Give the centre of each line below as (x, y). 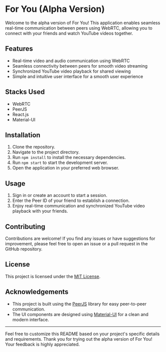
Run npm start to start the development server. (60, 163)
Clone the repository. (34, 147)
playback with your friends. (40, 211)
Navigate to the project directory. (46, 152)
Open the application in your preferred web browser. (66, 168)
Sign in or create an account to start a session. (60, 196)
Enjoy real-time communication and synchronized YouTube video (79, 206)
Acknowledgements (37, 292)
